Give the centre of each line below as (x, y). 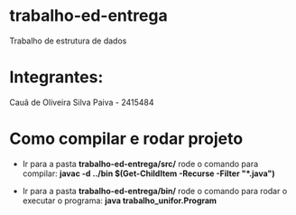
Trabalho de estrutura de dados (68, 41)
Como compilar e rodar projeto (126, 139)
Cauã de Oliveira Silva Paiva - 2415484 (82, 102)
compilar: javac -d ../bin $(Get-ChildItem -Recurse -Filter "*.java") (148, 173)
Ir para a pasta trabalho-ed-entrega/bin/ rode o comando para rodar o (155, 191)
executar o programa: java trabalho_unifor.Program (120, 201)
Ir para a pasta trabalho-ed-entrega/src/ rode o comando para (140, 164)
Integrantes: (56, 77)
